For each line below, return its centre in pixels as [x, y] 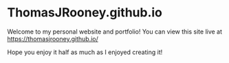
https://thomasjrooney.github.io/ [53, 38]
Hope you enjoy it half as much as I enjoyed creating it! [85, 52]
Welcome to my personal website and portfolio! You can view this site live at [115, 32]
